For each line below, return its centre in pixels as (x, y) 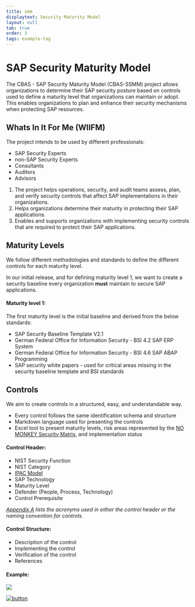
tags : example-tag (28, 39)
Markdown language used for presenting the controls (79, 421)
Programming (31, 358)
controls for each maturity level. (45, 266)
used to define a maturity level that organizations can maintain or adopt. (93, 96)
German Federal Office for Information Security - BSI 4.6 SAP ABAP (96, 353)
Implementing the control (45, 548)
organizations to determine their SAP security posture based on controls (93, 90)
